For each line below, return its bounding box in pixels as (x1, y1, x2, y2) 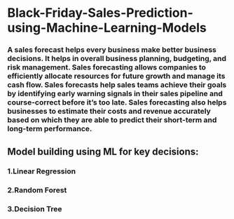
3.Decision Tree (7, 204, 62, 214)
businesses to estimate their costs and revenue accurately (7, 107, 212, 117)
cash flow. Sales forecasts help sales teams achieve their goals (7, 80, 227, 90)
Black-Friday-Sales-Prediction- (7, 5, 194, 21)
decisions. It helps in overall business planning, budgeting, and (7, 54, 226, 64)
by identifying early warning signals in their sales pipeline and (7, 89, 223, 99)
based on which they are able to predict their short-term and (7, 115, 217, 125)
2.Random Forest (7, 185, 67, 195)
